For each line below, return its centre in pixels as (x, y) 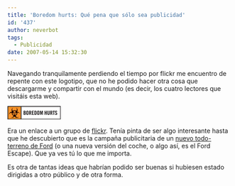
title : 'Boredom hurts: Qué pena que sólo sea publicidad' (97, 15)
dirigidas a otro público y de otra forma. (65, 175)
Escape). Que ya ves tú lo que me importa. (70, 153)
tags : (15, 38)
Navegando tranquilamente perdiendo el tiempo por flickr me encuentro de (117, 73)
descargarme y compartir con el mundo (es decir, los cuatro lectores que (114, 88)
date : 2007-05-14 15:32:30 (47, 53)
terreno (18, 146)
